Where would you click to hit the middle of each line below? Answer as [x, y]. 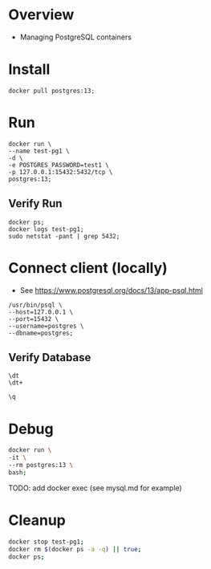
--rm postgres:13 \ [41, 465]
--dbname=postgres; [41, 333]
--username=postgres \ [46, 326]
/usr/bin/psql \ [35, 305]
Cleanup [37, 520]
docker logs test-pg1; [46, 229]
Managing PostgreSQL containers [76, 37]
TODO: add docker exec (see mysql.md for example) [95, 488]
